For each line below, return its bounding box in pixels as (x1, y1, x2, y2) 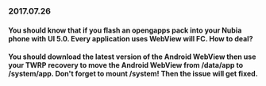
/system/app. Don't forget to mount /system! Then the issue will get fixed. (8, 69, 258, 79)
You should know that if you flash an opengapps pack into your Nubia (8, 25, 242, 35)
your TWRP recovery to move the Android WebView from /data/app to (8, 61, 244, 70)
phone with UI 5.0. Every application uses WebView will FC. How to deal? (8, 33, 253, 43)
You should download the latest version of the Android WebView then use (8, 52, 256, 61)
